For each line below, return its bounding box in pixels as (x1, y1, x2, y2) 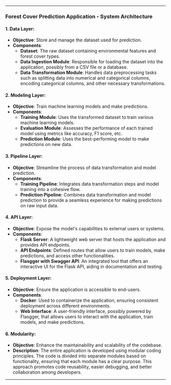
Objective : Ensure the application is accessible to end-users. (12, 286, 141, 293)
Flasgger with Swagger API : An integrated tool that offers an (20, 258, 149, 264)
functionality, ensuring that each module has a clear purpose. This (12, 358, 152, 365)
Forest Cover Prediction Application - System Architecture (5, 13, 153, 20)
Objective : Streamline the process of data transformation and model (12, 164, 156, 171)
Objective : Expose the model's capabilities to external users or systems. (12, 225, 165, 231)
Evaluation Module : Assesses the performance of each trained (20, 125, 153, 131)
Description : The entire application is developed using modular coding (12, 348, 161, 354)
